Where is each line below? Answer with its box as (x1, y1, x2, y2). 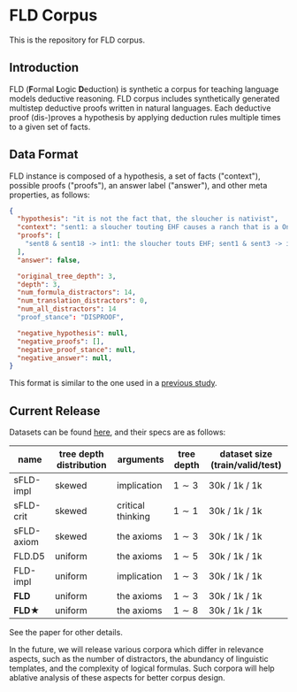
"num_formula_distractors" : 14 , (17, 288, 137, 297)
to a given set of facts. (9, 121, 91, 132)
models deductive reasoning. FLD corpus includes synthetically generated (9, 93, 280, 104)
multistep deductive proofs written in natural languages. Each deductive (9, 103, 271, 113)
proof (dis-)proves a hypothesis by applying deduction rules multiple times (9, 111, 281, 122)
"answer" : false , (17, 256, 81, 265)
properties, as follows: (9, 189, 90, 200)
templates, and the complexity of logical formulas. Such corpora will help (9, 663, 276, 673)
